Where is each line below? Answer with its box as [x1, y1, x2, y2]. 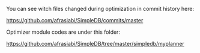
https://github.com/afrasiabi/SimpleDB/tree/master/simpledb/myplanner [6, 40, 184, 47]
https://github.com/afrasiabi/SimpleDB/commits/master [6, 17, 144, 23]
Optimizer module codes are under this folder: [6, 28, 120, 36]
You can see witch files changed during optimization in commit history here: [6, 5, 195, 12]
